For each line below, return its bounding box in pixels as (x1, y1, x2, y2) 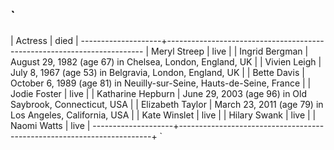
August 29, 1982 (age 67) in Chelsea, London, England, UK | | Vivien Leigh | (10, 55, 322, 68)
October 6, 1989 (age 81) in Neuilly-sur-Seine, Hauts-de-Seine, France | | (10, 77, 312, 89)
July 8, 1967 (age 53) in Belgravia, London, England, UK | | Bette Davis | (10, 66, 305, 78)
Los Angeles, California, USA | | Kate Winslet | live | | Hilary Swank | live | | (10, 109, 317, 121)
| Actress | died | (10, 34, 79, 46)
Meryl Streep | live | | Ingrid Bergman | (151, 45, 309, 57)
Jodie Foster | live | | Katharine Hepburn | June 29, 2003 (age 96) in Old (10, 87, 308, 99)
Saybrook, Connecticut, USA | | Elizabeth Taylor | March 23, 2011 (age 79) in (10, 98, 324, 110)
